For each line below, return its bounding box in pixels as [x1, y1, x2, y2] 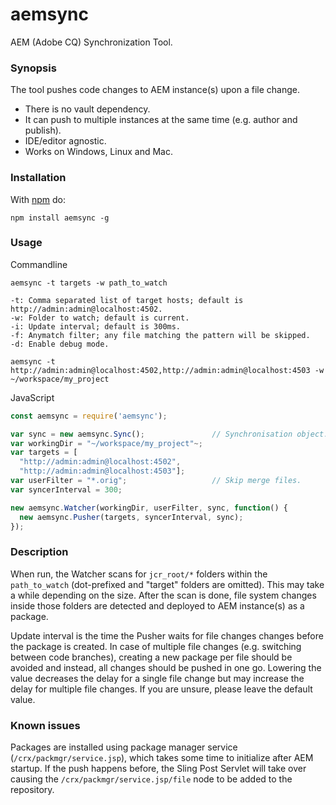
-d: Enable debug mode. [10, 339, 110, 349]
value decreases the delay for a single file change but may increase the [10, 672, 305, 684]
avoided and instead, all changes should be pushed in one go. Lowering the [10, 661, 322, 673]
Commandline [10, 258, 68, 270]
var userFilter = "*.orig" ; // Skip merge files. [10, 476, 302, 486]
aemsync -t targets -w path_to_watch [10, 278, 168, 288]
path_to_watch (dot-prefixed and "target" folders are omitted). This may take [10, 578, 325, 590]
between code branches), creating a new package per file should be [10, 651, 293, 663]
